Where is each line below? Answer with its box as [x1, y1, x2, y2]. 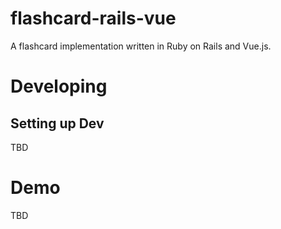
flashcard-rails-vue [10, 7, 177, 30]
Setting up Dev [10, 115, 105, 132]
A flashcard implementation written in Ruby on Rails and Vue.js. [10, 40, 272, 52]
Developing [10, 75, 108, 98]
